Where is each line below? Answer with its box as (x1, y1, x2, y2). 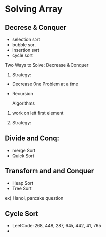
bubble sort (12, 42, 36, 48)
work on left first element (12, 110, 64, 116)
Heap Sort (12, 180, 34, 186)
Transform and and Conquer (5, 167, 94, 175)
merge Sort (12, 147, 35, 153)
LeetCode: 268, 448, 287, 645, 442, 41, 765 (12, 223, 101, 229)
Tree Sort (12, 185, 32, 191)
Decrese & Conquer (5, 23, 67, 32)
